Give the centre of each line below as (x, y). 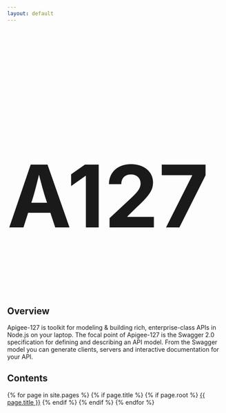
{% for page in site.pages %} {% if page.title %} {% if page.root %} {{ (106, 395)
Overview (29, 311)
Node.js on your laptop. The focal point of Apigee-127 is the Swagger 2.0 (111, 335)
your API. (20, 357)
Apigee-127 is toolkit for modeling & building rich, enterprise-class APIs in (112, 328)
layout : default (30, 13)
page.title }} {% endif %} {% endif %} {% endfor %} (81, 402)
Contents (28, 378)
